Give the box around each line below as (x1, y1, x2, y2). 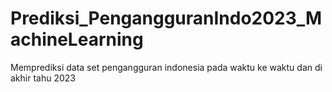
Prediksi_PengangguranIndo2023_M (10, 7, 323, 30)
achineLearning (10, 28, 144, 51)
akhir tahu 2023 (10, 72, 76, 84)
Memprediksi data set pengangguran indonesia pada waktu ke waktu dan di (10, 61, 323, 73)
